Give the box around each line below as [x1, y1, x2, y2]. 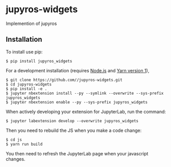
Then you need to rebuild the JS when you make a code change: [6, 127, 142, 133]
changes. [6, 156, 26, 162]
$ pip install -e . [6, 86, 47, 91]
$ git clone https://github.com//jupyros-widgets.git [6, 77, 123, 82]
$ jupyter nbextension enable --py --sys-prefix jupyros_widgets [6, 99, 148, 105]
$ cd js [6, 137, 22, 142]
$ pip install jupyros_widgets [6, 59, 72, 64]
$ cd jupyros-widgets [6, 81, 52, 87]
